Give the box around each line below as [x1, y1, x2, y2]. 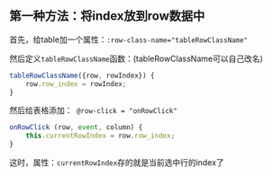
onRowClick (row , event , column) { [9, 123, 143, 132]
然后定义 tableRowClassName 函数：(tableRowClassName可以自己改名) [9, 53, 264, 64]
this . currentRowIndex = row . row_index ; [25, 131, 176, 141]
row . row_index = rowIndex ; [25, 79, 127, 88]
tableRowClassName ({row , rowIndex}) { [9, 71, 155, 80]
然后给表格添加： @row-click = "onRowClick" [9, 105, 178, 116]
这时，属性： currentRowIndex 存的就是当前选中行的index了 [9, 157, 225, 168]
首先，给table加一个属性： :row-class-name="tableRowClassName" [9, 34, 249, 45]
